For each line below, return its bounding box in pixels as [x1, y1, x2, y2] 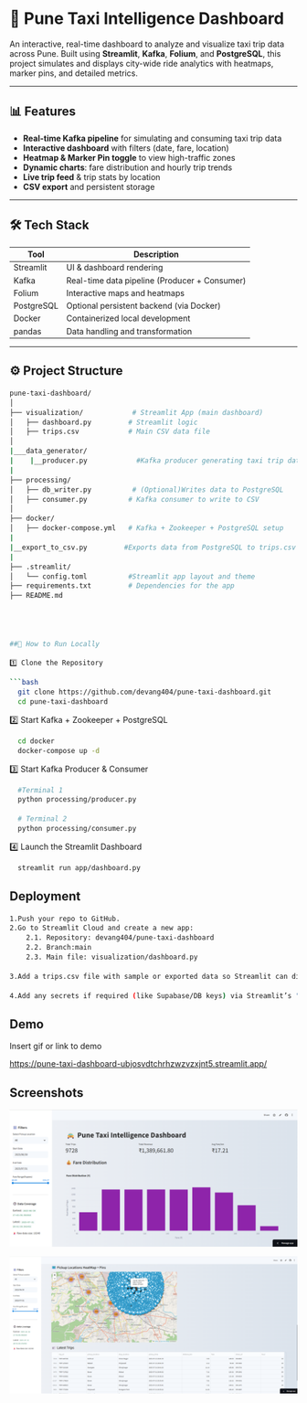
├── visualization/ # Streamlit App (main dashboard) [9, 408, 263, 417]
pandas [13, 325, 42, 336]
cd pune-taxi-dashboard [17, 696, 108, 707]
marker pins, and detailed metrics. [9, 68, 139, 79]
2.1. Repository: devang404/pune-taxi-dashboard [26, 933, 215, 942]
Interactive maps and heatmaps [66, 287, 185, 298]
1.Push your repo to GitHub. [9, 914, 121, 923]
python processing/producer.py [17, 795, 137, 804]
